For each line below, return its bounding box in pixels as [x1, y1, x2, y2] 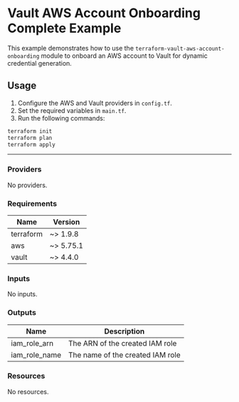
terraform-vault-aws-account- [134, 45, 225, 52]
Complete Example [7, 20, 122, 36]
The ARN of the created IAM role [68, 338, 177, 348]
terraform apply [7, 141, 55, 148]
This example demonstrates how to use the [7, 44, 134, 52]
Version [53, 216, 80, 226]
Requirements [7, 199, 58, 208]
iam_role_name [11, 350, 62, 360]
